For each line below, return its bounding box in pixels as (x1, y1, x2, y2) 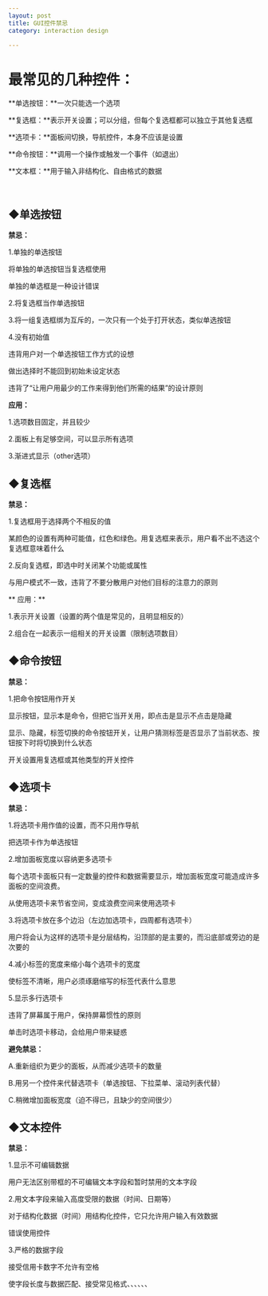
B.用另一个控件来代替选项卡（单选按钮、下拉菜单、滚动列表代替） (8, 1078, 225, 1087)
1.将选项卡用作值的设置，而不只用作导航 (8, 820, 140, 830)
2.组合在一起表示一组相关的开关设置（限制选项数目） (8, 628, 183, 638)
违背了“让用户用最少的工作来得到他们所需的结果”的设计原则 (8, 383, 203, 393)
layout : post (8, 11, 52, 20)
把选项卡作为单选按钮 (8, 837, 78, 847)
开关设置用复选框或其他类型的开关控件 (8, 755, 134, 764)
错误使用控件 (8, 1228, 50, 1238)
